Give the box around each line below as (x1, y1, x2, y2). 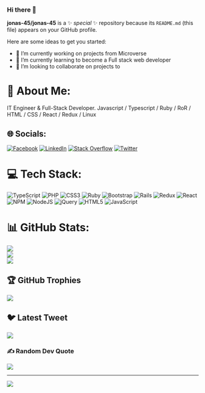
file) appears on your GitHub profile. (7, 26, 97, 34)
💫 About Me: (7, 84, 71, 98)
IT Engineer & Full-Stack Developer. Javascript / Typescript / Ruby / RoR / (7, 104, 191, 112)
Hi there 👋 (7, 5, 37, 14)
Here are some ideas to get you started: (7, 38, 107, 45)
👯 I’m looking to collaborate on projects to (15, 63, 120, 70)
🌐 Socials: (7, 128, 47, 139)
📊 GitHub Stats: (7, 221, 90, 234)
